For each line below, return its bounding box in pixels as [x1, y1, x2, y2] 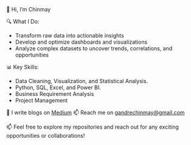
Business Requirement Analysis [15, 90, 94, 97]
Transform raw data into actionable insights [15, 32, 125, 39]
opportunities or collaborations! [6, 132, 85, 139]
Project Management [15, 97, 68, 104]
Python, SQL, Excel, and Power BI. [15, 84, 102, 91]
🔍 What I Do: [6, 18, 40, 25]
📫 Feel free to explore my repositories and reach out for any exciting [6, 123, 179, 130]
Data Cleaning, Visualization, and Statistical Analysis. [15, 78, 148, 84]
